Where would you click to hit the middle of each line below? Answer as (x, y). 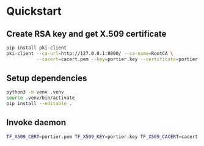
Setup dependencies (47, 78)
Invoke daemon (36, 122)
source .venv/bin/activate (41, 98)
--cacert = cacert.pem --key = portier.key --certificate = (107, 59)
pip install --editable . (39, 104)
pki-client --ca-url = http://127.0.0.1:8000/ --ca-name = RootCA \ (90, 53)
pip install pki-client (37, 48)
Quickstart (34, 11)
